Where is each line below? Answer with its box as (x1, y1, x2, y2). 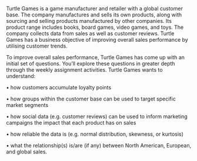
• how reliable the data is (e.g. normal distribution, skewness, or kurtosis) (6, 130, 184, 137)
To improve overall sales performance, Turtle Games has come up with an (6, 54, 185, 61)
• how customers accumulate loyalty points (6, 84, 112, 90)
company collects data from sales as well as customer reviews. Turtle (6, 30, 175, 37)
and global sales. (6, 148, 48, 155)
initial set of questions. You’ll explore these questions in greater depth (6, 60, 175, 67)
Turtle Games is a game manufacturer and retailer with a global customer (6, 5, 183, 12)
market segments (6, 102, 49, 108)
